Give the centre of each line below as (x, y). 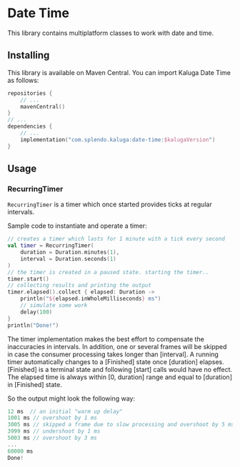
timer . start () (29, 279)
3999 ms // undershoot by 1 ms (54, 431)
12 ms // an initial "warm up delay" (65, 411)
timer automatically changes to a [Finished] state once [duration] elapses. (116, 361)
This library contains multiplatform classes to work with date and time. (111, 33)
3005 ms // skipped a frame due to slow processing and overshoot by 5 (116, 425)
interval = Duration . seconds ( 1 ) (68, 258)
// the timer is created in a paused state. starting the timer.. (108, 272)
